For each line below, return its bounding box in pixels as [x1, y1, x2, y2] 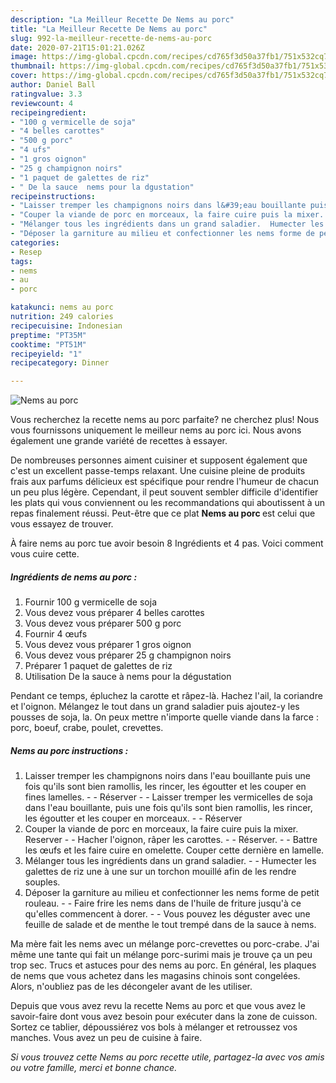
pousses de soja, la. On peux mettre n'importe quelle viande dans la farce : [10, 711, 319, 723]
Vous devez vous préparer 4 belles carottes [24, 607, 205, 619]
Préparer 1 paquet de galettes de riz [24, 660, 173, 672]
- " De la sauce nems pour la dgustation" [10, 182, 195, 192]
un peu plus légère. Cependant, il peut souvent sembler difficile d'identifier [10, 486, 319, 498]
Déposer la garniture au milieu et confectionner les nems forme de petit [24, 887, 320, 899]
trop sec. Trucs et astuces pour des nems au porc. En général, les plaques [10, 959, 317, 971]
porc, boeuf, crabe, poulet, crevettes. [10, 722, 164, 734]
